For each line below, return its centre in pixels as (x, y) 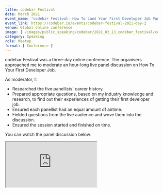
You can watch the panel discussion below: (48, 134)
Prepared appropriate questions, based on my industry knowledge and (83, 94)
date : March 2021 (23, 14)
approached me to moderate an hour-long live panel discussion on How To (80, 65)
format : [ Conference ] (29, 46)
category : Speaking (25, 37)
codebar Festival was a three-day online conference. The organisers (73, 59)
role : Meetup (18, 41)
